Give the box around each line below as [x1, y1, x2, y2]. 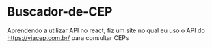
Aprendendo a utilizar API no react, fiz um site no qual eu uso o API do [7, 26, 205, 34]
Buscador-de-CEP [7, 4, 113, 20]
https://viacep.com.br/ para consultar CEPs [7, 33, 129, 41]
